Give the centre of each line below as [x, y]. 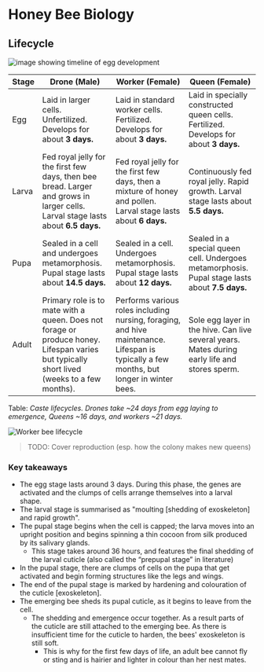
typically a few [142, 359]
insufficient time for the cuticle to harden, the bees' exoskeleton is [138, 635]
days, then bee [70, 176]
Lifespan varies [70, 349]
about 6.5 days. [71, 226]
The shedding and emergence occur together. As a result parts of [137, 618]
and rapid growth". [49, 518]
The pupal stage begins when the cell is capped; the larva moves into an [137, 526]
